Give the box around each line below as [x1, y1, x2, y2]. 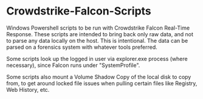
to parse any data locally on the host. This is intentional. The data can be [6, 37, 188, 44]
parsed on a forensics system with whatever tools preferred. [6, 43, 157, 51]
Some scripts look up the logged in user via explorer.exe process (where [6, 55, 188, 62]
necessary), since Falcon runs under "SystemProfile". [6, 62, 140, 69]
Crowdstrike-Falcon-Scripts [6, 4, 152, 18]
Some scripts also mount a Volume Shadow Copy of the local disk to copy [6, 73, 191, 80]
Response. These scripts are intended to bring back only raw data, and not [6, 30, 193, 37]
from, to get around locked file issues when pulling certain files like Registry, [6, 80, 198, 87]
